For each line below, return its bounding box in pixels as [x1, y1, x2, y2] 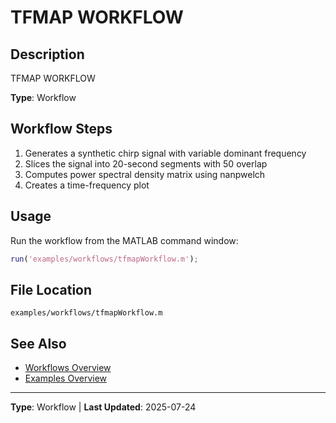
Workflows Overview [24, 362, 112, 374]
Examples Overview [24, 372, 108, 385]
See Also [10, 335, 67, 352]
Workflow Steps [10, 121, 113, 138]
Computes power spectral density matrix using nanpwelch [24, 168, 266, 180]
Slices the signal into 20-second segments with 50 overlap [24, 157, 268, 170]
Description [10, 46, 85, 63]
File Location [10, 281, 93, 298]
